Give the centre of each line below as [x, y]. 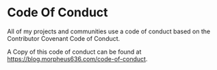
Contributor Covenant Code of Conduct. [64, 38]
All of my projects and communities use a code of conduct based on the [109, 31]
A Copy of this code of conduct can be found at [74, 52]
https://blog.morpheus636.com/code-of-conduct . [77, 58]
